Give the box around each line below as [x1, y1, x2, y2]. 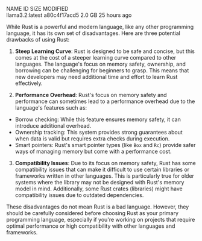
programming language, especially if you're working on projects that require [6, 216, 195, 223]
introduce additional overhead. [14, 122, 92, 129]
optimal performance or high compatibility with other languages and [6, 222, 175, 230]
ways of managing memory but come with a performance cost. [14, 148, 172, 155]
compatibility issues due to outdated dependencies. [14, 192, 144, 198]
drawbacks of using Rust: [6, 36, 70, 43]
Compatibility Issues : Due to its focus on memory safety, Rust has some [14, 160, 196, 166]
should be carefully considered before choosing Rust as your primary [6, 210, 179, 216]
